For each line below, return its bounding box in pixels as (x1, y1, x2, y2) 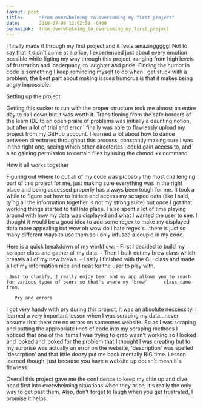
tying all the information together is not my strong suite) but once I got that (6, 199, 193, 206)
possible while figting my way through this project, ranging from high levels (6, 55, 194, 62)
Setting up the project (6, 93, 61, 100)
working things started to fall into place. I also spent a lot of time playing (6, 206, 186, 213)
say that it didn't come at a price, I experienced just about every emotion (6, 49, 188, 56)
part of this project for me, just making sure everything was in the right (6, 179, 183, 187)
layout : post (6, 8, 39, 15)
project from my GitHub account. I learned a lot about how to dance (6, 130, 175, 138)
